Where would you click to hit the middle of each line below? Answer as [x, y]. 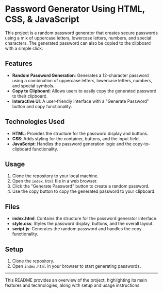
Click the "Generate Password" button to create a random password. [81, 186]
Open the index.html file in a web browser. [55, 181]
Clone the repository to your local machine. [55, 176]
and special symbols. [33, 86]
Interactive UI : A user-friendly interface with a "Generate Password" [81, 101]
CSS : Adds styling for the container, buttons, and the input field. [76, 138]
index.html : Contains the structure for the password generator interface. [85, 219]
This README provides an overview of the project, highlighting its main [76, 280]
